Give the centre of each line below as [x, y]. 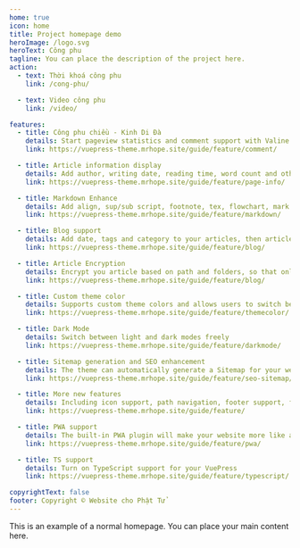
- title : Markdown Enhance [67, 198]
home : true [29, 17]
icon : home [29, 26]
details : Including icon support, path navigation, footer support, [155, 403]
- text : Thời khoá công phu [70, 76]
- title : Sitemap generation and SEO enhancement [111, 361]
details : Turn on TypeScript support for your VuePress [132, 468]
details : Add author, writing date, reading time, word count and [151, 174]
